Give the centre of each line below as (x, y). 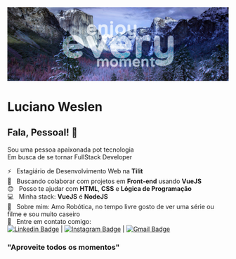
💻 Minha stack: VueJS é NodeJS (58, 197)
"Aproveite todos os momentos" (64, 247)
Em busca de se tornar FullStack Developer (70, 157)
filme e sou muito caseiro (44, 214)
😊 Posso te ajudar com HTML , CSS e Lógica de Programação (99, 188)
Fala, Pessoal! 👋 (42, 133)
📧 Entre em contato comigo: (49, 221)
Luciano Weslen (55, 107)
